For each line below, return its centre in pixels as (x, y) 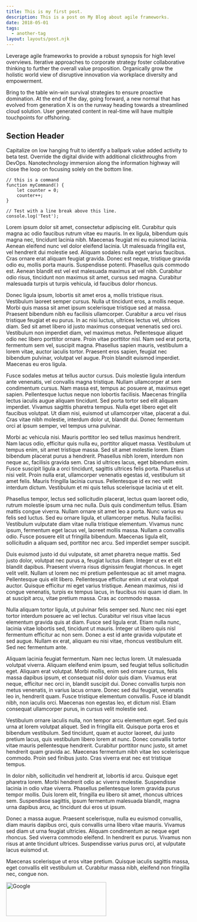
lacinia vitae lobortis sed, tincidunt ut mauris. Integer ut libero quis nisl (91, 628)
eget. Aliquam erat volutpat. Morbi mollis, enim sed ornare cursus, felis (92, 671)
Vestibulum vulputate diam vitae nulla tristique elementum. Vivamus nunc (95, 524)
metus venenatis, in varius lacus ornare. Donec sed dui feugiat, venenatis (95, 690)
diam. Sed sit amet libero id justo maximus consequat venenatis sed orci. (94, 326)
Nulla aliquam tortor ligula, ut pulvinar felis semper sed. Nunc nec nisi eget (96, 610)
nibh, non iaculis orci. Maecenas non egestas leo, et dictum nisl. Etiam (91, 702)
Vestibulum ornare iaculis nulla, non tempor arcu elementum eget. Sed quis (97, 720)
